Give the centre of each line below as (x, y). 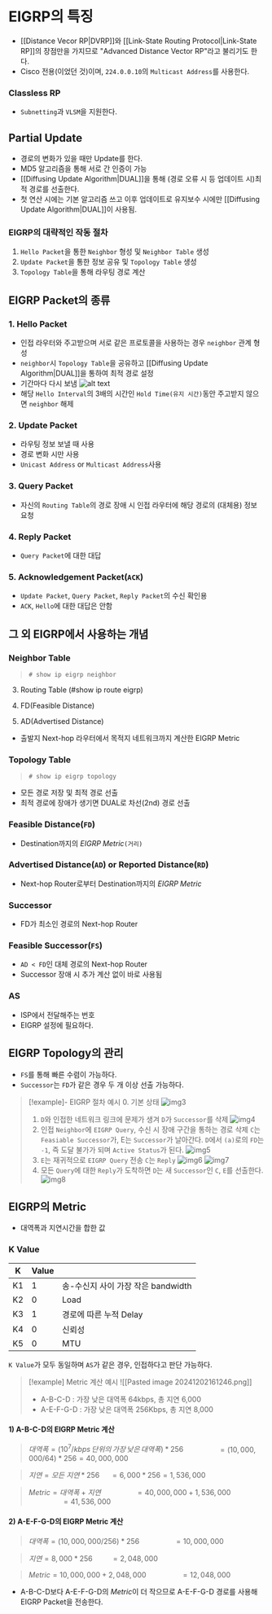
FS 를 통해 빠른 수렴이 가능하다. (68, 1074)
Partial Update (46, 138)
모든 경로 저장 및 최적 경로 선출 (69, 793)
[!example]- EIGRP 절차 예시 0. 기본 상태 (94, 1102)
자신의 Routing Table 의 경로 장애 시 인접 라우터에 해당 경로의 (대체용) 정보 (139, 505)
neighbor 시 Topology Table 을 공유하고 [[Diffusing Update (114, 363)
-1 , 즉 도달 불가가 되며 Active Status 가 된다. (112, 1150)
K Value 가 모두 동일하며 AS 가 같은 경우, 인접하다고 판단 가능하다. (111, 1364)
